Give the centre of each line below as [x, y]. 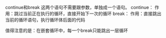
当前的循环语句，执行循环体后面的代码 [45, 20]
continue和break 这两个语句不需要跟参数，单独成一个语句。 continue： [79, 7]
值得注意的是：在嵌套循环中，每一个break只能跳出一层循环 [67, 30]
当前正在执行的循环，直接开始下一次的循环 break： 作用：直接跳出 [92, 13]
